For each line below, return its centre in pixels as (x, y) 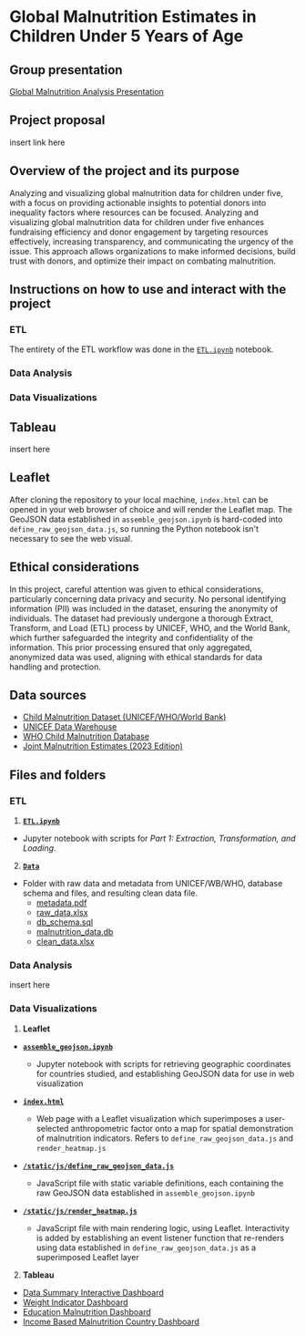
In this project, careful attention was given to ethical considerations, (137, 589)
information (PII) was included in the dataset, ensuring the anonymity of (144, 608)
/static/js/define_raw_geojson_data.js (98, 1166)
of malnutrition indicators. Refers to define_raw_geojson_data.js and (165, 1138)
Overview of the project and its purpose (124, 171)
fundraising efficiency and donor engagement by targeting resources (139, 232)
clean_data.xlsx (65, 942)
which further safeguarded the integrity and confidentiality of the (131, 637)
